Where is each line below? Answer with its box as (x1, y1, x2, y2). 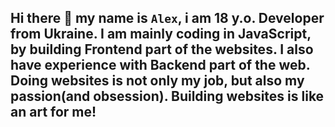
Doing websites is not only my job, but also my (10, 72, 305, 90)
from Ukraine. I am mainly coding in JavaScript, (10, 26, 312, 43)
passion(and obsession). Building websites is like (10, 88, 325, 105)
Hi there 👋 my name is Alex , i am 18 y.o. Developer (10, 10, 325, 27)
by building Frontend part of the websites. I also (10, 41, 314, 58)
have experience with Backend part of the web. (10, 57, 311, 74)
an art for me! (10, 104, 97, 121)
